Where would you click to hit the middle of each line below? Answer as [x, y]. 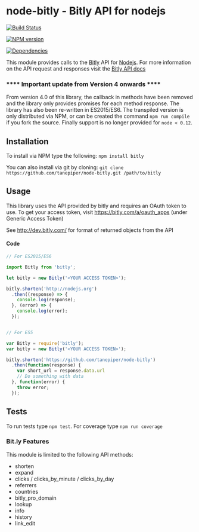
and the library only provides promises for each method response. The [93, 103]
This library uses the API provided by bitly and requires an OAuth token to [96, 206]
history [24, 517]
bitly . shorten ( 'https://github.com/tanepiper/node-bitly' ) [81, 360]
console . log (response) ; [46, 300]
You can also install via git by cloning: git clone [65, 167]
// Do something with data [50, 377]
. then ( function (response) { [46, 365]
